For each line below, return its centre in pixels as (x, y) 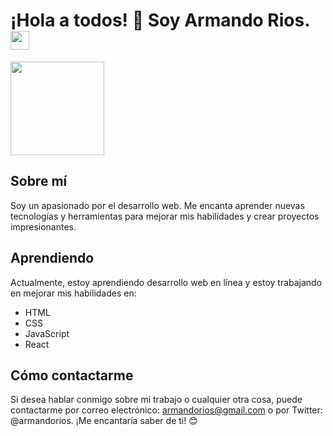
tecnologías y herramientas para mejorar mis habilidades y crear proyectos (165, 216)
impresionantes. (43, 226)
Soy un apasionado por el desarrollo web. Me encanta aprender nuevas (157, 205)
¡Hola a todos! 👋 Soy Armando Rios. (160, 20)
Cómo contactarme (72, 375)
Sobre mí (39, 181)
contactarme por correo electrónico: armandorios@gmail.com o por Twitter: (166, 410)
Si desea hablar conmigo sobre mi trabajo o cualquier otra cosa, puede (156, 400)
